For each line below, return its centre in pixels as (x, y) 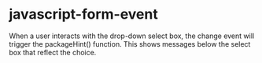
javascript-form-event (83, 14)
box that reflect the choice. (53, 52)
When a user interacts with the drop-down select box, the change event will (132, 36)
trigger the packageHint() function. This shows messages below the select (130, 44)
